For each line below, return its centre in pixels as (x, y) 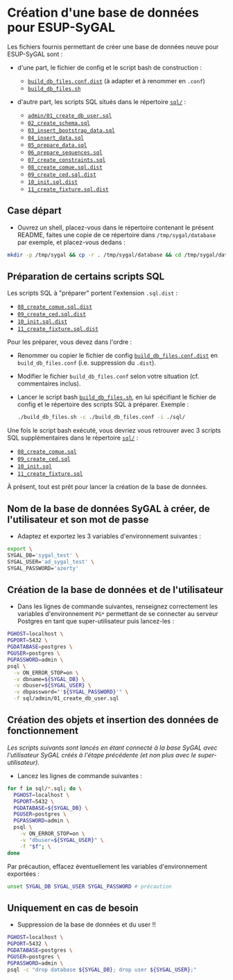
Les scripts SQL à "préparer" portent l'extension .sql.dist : (93, 293)
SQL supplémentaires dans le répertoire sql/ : (73, 438)
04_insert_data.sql (56, 138)
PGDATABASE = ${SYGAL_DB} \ (51, 808)
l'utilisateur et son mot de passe (78, 519)
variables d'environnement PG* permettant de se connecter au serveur (118, 614)
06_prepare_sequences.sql (65, 153)
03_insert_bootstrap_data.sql (71, 130)
